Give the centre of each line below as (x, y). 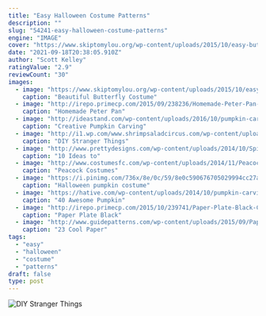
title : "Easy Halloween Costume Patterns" (79, 15)
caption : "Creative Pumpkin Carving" (85, 126)
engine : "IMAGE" (35, 38)
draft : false (30, 274)
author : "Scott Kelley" (47, 60)
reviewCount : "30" (38, 75)
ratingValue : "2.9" (40, 67)
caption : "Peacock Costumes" (70, 171)
